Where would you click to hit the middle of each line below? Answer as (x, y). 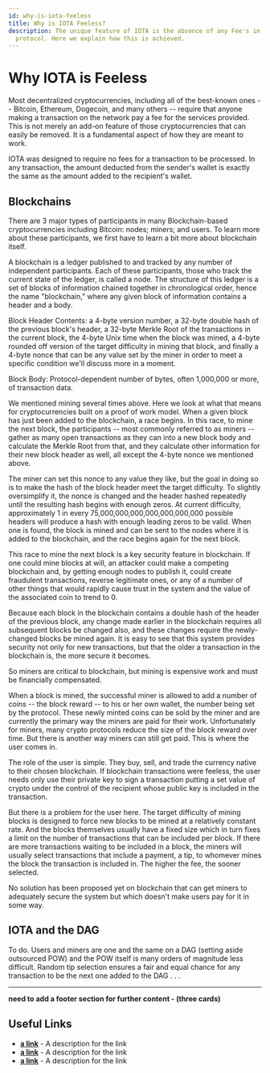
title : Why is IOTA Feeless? (57, 23)
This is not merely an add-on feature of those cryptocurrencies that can (127, 127)
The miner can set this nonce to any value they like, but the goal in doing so (133, 479)
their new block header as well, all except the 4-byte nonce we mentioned (131, 455)
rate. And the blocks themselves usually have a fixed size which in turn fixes (135, 830)
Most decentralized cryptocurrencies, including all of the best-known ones (132, 101)
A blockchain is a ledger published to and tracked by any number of (121, 262)
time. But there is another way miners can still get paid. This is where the (129, 738)
